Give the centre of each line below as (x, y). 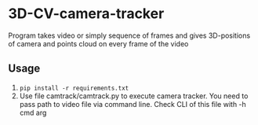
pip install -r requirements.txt (74, 88)
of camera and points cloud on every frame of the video (98, 43)
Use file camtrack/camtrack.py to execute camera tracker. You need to (134, 96)
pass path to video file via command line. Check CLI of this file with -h (133, 104)
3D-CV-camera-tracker (86, 14)
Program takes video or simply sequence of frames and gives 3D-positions (129, 35)
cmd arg (33, 112)
